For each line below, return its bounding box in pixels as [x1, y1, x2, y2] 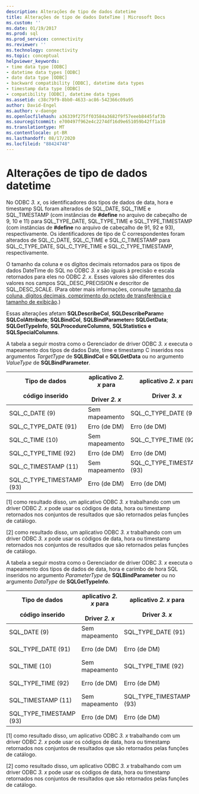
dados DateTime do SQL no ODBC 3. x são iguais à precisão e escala [6, 267, 175, 274]
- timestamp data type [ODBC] [6, 86, 81, 92]
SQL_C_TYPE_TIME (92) [9, 449, 76, 457]
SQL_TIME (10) [9, 662, 52, 670]
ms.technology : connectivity [6, 47, 78, 53]
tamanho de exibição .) [6, 298, 61, 305]
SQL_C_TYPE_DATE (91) [9, 422, 77, 430]
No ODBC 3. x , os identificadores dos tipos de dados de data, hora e [6, 198, 174, 206]
